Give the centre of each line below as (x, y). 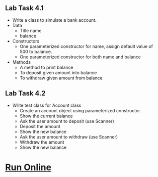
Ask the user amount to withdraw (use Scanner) (69, 137)
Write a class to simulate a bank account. (54, 20)
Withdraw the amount (42, 142)
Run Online (28, 167)
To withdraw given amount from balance (61, 78)
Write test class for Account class (47, 105)
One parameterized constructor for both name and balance (80, 57)
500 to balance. (36, 51)
